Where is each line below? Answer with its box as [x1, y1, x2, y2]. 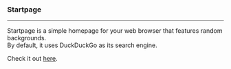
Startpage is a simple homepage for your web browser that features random [7, 27, 223, 35]
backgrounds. [7, 34, 47, 42]
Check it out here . [7, 55, 58, 63]
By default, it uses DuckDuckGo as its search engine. [7, 41, 157, 49]
